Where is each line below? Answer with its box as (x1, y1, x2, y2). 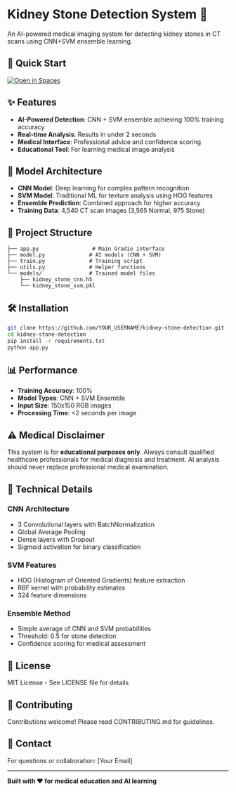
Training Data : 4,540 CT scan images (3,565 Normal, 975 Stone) (17, 207, 205, 215)
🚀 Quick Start (7, 58, 67, 70)
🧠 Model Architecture (7, 165, 103, 177)
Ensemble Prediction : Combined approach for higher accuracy (17, 199, 201, 207)
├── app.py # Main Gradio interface (7, 245, 165, 252)
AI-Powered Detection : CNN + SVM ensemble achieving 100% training (17, 115, 224, 124)
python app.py (7, 344, 49, 351)
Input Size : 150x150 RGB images (17, 401, 112, 410)
